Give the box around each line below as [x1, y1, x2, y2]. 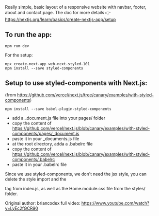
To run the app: [5, 31, 52, 39]
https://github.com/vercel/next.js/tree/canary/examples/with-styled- [16, 92, 154, 98]
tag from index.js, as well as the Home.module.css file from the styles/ [5, 185, 145, 191]
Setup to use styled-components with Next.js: [5, 79, 148, 87]
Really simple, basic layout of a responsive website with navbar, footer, [5, 4, 146, 10]
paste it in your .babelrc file [12, 162, 67, 167]
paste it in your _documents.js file [12, 136, 79, 142]
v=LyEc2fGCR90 [5, 205, 38, 211]
